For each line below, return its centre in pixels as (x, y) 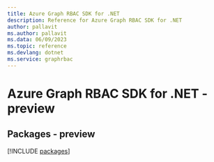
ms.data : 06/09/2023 (37, 40)
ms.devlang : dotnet (36, 53)
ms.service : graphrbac (40, 59)
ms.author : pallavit (37, 33)
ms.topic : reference (37, 46)
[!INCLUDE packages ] (39, 151)
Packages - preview (51, 134)
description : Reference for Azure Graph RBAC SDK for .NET (95, 20)
